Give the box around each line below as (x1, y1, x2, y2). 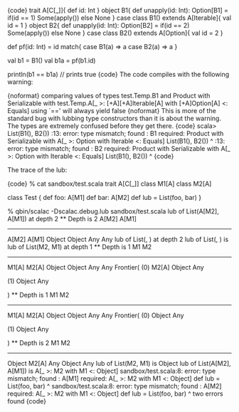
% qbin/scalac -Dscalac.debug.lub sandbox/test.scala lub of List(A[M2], (7, 207, 219, 216)
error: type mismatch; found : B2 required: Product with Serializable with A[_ (7, 144, 231, 152)
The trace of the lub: (7, 166, 68, 174)
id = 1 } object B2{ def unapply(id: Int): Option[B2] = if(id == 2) (7, 21, 190, 29)
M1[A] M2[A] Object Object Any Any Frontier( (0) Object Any (7, 311, 184, 319)
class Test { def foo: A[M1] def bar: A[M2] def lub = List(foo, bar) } (7, 194, 202, 201)
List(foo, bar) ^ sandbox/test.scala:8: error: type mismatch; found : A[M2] (7, 382, 222, 390)
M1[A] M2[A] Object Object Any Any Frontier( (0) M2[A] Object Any (7, 263, 204, 271)
